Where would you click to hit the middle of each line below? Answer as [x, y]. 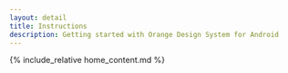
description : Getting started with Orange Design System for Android [144, 34]
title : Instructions [49, 26]
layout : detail [38, 18]
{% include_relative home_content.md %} [87, 60]
